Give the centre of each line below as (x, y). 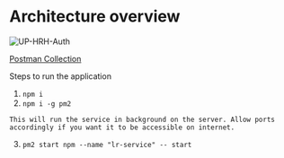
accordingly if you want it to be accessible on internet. (122, 127)
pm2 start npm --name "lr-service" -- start (107, 145)
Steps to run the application (61, 76)
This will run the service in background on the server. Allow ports (142, 119)
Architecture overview (95, 17)
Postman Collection (45, 58)
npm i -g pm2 (47, 104)
